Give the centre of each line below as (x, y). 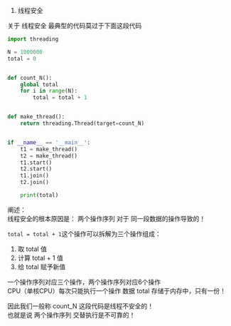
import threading (33, 39)
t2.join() (35, 183)
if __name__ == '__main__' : (49, 142)
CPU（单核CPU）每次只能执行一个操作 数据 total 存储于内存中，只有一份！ (117, 290)
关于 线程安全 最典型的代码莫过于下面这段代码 (75, 26)
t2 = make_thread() (49, 156)
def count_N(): (30, 78)
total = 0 (22, 58)
